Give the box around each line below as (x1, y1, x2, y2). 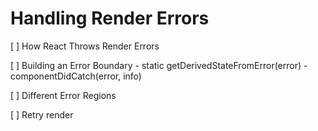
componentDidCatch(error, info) (10, 70, 142, 82)
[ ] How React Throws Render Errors (10, 40, 160, 52)
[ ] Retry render (10, 108, 74, 121)
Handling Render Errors (10, 7, 210, 30)
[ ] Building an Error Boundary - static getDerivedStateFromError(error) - (10, 59, 308, 71)
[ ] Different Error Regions (10, 89, 117, 101)
